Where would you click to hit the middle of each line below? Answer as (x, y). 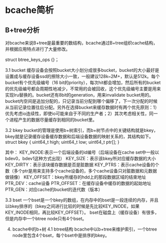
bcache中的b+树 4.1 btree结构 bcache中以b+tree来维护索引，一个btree (84, 229)
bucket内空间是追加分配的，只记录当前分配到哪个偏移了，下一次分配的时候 (81, 101)
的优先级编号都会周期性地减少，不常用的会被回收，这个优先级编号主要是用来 (83, 89)
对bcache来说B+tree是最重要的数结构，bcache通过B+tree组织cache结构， (82, 43)
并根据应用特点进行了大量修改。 (38, 49)
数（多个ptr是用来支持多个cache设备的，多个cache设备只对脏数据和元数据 (81, 171)
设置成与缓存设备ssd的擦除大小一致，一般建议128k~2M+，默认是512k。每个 (83, 76)
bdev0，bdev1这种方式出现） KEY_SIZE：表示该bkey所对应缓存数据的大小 (81, 158)
